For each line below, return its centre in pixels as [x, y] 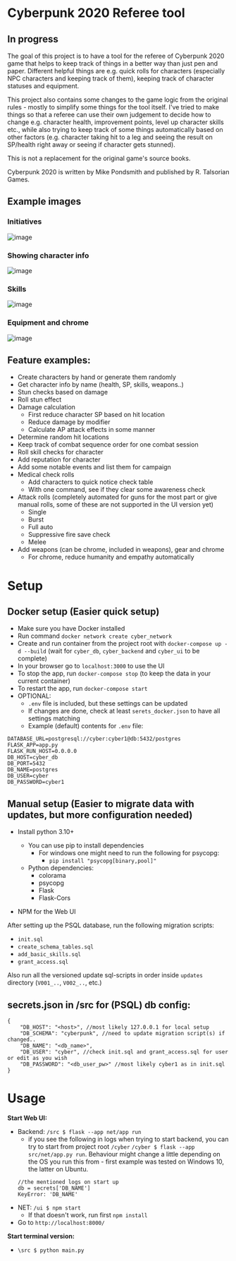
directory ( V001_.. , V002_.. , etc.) [55, 983]
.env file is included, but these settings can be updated [108, 704]
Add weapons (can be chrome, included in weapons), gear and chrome [121, 550]
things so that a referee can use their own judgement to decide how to [109, 115]
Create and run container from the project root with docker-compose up [119, 644]
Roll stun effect [39, 399]
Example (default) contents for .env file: [86, 726]
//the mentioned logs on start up [68, 1182]
